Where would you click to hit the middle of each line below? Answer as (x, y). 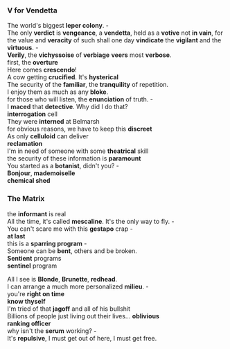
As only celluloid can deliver (48, 136)
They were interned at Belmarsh (54, 122)
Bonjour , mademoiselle (41, 173)
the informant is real (37, 213)
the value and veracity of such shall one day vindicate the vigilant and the (114, 40)
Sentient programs (34, 258)
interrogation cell (32, 114)
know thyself (27, 301)
